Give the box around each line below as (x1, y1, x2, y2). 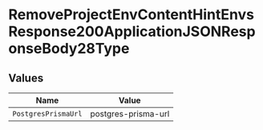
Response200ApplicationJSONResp (8, 22, 256, 41)
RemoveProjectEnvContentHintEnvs (8, 6, 255, 24)
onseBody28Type (8, 40, 130, 57)
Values (8, 71, 44, 85)
